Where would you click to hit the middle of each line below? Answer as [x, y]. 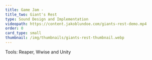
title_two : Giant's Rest [31, 14]
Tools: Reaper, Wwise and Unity [38, 52]
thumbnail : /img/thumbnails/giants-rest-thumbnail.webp [65, 38]
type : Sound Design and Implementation [47, 19]
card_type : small [23, 33]
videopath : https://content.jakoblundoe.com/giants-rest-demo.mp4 [76, 24]
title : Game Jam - [24, 10]
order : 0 [14, 28]
